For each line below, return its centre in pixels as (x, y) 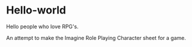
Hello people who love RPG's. (43, 26)
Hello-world (36, 10)
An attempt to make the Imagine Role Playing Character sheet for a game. (96, 38)
